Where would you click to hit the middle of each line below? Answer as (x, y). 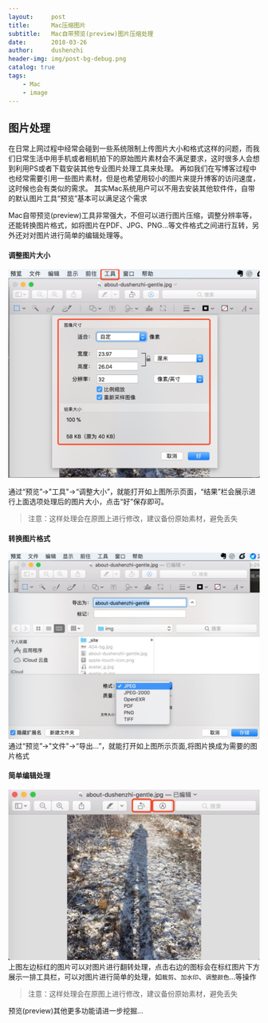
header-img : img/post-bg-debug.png (67, 59)
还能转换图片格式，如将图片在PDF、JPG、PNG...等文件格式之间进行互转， (130, 225)
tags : (17, 76)
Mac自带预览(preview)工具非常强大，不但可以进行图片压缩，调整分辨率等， (132, 215)
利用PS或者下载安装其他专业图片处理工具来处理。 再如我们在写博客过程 (132, 168)
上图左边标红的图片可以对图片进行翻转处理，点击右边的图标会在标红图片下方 (134, 966)
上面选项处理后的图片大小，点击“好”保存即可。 (92, 502)
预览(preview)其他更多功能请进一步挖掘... (76, 1010)
